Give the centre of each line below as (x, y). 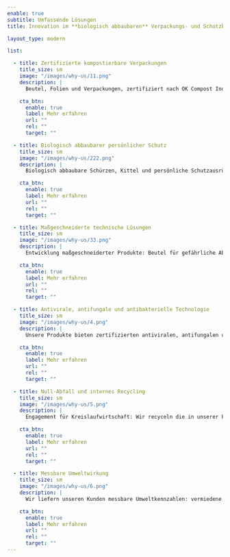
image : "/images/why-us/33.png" (65, 240)
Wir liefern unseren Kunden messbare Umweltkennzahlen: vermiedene (124, 499)
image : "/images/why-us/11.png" (65, 76)
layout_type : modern (37, 38)
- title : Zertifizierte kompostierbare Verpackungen (90, 63)
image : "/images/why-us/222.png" (67, 158)
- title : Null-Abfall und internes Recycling (79, 391)
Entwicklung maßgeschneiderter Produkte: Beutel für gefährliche (120, 253)
